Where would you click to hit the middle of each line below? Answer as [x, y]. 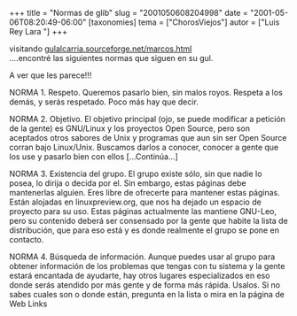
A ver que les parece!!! [51, 75]
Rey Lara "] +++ [39, 31]
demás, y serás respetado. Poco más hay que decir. [104, 102]
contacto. [27, 239]
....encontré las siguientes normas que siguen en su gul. [111, 58]
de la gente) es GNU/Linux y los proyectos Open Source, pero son [130, 128]
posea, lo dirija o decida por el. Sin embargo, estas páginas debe [128, 183]
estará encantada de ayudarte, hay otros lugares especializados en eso [140, 275]
